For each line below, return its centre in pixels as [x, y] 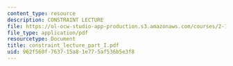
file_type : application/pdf [48, 33]
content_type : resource [42, 13]
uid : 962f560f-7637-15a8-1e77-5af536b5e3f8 [71, 52]
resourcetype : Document [42, 39]
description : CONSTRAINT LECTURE [55, 20]
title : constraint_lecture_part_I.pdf [63, 45]
